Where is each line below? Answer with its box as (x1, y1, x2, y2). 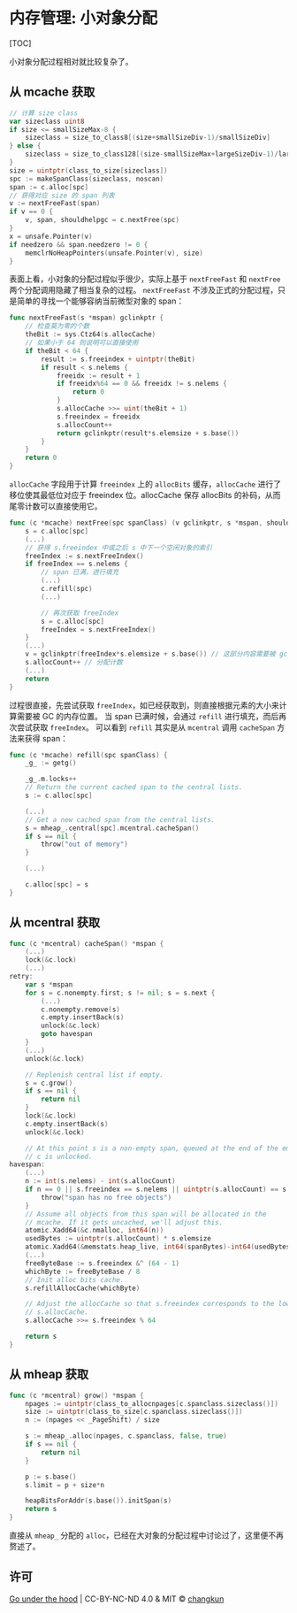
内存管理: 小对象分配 (9, 8, 157, 28)
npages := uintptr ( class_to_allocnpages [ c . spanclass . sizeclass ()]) (25, 1399, 278, 1408)
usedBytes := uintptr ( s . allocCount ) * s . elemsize (25, 1234, 212, 1243)
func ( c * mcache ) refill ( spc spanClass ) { (9, 750, 168, 759)
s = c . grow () (25, 1079, 73, 1087)
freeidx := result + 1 (56, 371, 141, 380)
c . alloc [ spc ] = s (25, 880, 89, 889)
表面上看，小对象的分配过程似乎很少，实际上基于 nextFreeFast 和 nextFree (9, 273, 281, 284)
